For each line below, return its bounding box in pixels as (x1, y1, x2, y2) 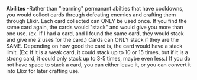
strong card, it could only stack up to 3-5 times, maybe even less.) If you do (6, 55, 191, 62)
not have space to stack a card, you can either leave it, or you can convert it (6, 61, 191, 68)
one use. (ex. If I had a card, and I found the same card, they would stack (6, 30, 185, 37)
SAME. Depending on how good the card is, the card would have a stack (6, 42, 183, 49)
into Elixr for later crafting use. (6, 68, 80, 74)
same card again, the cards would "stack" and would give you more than (6, 24, 183, 31)
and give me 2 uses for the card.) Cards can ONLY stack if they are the (6, 36, 179, 43)
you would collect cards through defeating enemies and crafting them (6, 11, 176, 18)
